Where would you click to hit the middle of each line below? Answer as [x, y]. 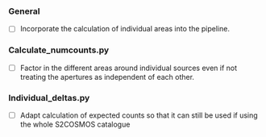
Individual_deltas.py [49, 98]
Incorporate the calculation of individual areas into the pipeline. [125, 29]
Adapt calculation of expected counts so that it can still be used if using [139, 115]
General [24, 11]
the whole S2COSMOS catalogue [75, 125]
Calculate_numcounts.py [59, 50]
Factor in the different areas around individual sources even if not [129, 68]
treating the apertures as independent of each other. [107, 77]
